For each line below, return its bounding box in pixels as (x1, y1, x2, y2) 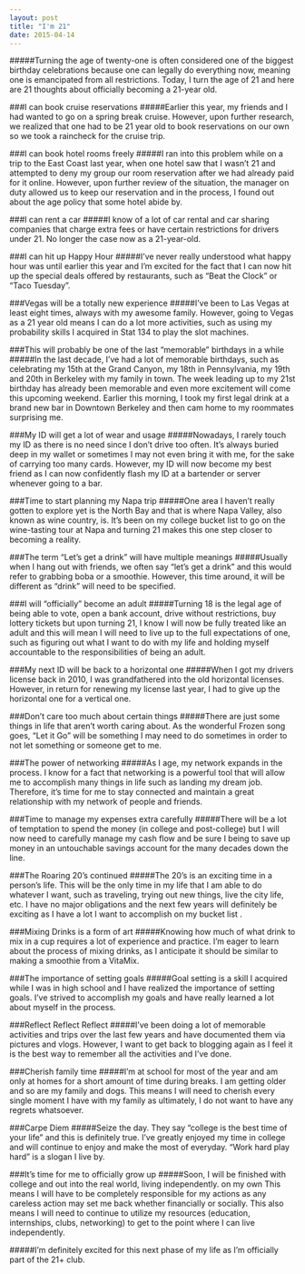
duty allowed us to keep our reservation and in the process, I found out (9, 187, 275, 198)
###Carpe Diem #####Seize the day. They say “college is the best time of (9, 1122, 288, 1133)
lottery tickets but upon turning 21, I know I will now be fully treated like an (9, 617, 287, 628)
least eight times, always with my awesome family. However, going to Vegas (9, 307, 294, 318)
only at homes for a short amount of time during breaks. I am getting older (9, 1076, 287, 1087)
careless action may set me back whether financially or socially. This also (9, 1198, 284, 1209)
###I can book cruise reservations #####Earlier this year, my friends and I (9, 102, 289, 113)
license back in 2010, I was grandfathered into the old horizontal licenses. (9, 674, 284, 685)
